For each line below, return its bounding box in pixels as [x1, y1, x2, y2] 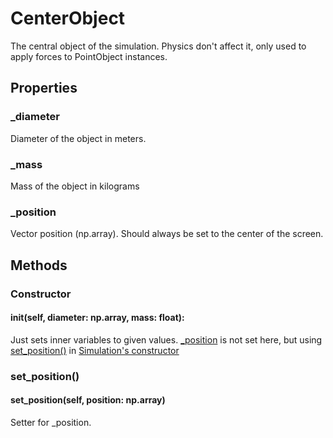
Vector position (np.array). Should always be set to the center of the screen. [10, 228, 324, 240]
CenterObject [10, 7, 126, 30]
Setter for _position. [10, 416, 92, 428]
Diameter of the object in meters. [10, 132, 147, 144]
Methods [10, 257, 68, 274]
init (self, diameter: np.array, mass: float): [10, 312, 185, 324]
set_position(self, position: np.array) [10, 394, 166, 406]
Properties [10, 80, 78, 97]
